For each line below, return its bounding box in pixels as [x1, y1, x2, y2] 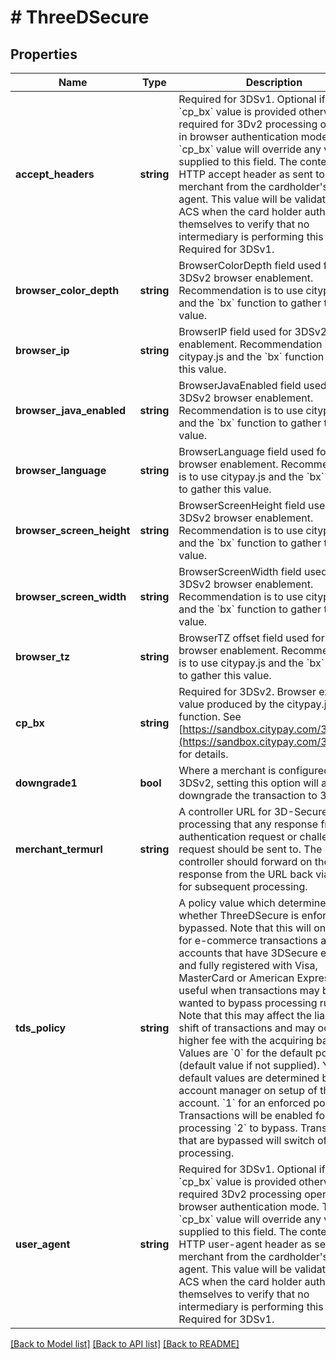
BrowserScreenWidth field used [178, 565, 328, 578]
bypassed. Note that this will [178, 921, 312, 935]
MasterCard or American [178, 971, 295, 985]
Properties [10, 46, 78, 63]
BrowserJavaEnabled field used [178, 379, 327, 392]
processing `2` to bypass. [178, 1121, 298, 1135]
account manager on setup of [178, 1084, 318, 1097]
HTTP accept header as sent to [178, 167, 325, 181]
